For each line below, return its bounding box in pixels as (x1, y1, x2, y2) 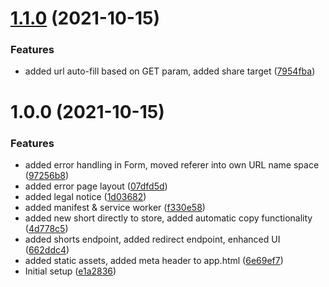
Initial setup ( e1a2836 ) (24, 265, 117, 277)
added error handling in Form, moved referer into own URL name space (24, 158, 320, 171)
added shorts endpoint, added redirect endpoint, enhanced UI (24, 233, 281, 245)
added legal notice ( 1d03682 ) (24, 190, 147, 202)
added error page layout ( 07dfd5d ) (24, 180, 168, 192)
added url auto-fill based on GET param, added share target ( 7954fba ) (24, 65, 316, 77)
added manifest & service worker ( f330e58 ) (24, 201, 206, 213)
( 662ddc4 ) (24, 243, 70, 256)
